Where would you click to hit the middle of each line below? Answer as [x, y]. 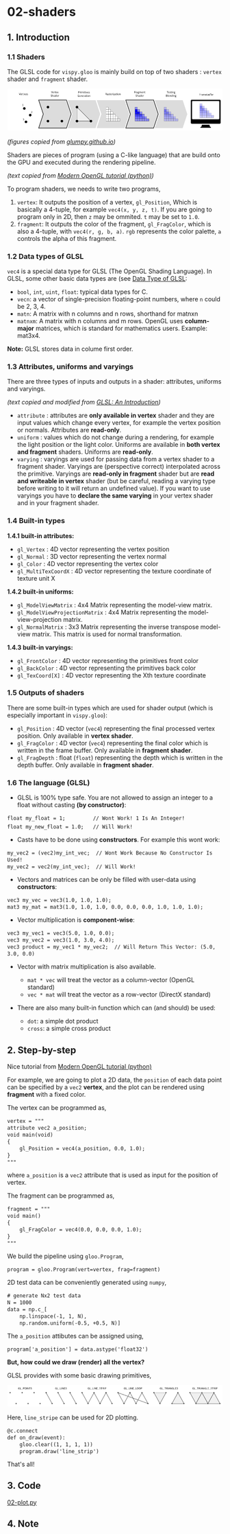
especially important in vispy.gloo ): [57, 715]
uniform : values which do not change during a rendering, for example [115, 437]
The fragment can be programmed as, [61, 1196]
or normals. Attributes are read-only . [69, 430]
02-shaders [42, 12]
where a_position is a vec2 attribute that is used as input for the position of [113, 1175]
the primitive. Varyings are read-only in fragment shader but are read [115, 474]
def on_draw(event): [37, 1438]
